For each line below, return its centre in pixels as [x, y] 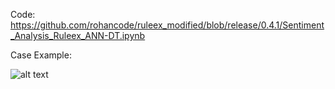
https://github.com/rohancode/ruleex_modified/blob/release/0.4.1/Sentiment [167, 25]
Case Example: [41, 55]
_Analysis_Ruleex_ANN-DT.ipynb [78, 35]
